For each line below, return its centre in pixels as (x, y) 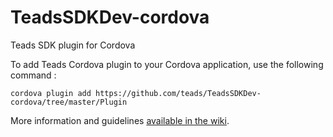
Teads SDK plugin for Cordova (73, 45)
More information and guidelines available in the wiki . (120, 120)
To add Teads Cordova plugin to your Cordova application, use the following (167, 64)
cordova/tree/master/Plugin (69, 102)
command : (33, 75)
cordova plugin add (51, 93)
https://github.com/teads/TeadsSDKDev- (178, 93)
